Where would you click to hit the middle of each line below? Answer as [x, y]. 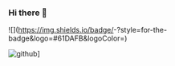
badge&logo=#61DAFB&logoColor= [67, 38]
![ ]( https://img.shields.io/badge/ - [63, 30]
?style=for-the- [141, 30]
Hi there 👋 [28, 13]
